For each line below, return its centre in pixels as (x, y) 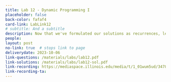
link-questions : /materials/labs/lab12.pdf (52, 57)
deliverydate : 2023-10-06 (33, 52)
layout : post (19, 43)
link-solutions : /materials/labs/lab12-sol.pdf (57, 62)
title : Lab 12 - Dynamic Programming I (48, 10)
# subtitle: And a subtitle (35, 29)
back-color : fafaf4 (26, 19)
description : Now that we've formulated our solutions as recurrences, (83, 34)
